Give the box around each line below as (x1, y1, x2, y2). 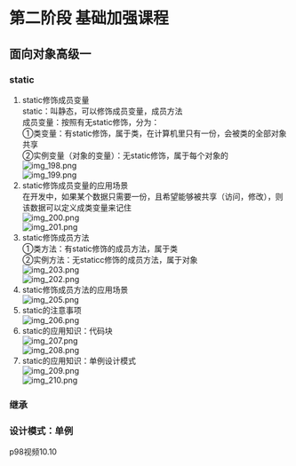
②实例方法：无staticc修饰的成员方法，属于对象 (21, 254, 198, 265)
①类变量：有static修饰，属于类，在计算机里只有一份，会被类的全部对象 (21, 128, 287, 138)
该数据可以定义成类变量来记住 (21, 201, 132, 213)
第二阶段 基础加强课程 (9, 8, 169, 28)
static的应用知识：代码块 (21, 325, 113, 336)
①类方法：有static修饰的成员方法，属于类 (21, 243, 179, 254)
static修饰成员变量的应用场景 (21, 179, 129, 191)
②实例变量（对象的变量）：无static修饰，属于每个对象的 (21, 150, 229, 161)
